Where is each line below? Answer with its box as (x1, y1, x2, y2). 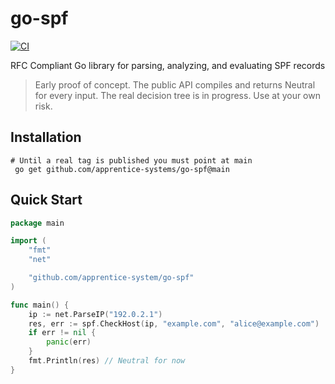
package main (10, 218, 65, 228)
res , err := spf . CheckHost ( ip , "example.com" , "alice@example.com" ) (28, 318, 320, 329)
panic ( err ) (46, 337, 92, 347)
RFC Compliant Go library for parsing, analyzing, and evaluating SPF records (10, 59, 326, 71)
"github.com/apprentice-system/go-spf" (28, 273, 195, 283)
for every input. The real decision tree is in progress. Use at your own (34, 89, 321, 101)
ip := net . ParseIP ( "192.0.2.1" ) (28, 309, 163, 319)
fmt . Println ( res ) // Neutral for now (28, 356, 186, 366)
